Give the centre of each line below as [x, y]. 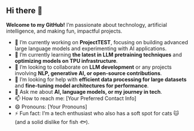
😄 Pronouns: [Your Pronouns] [51, 107]
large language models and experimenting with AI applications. [91, 48]
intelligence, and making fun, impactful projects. [64, 31]
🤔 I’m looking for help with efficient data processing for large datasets [101, 79]
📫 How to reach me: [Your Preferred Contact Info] [75, 98]
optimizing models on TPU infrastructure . [66, 61]
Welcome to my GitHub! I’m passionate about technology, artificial [86, 24]
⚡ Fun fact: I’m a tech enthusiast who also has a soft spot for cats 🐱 [97, 113]
